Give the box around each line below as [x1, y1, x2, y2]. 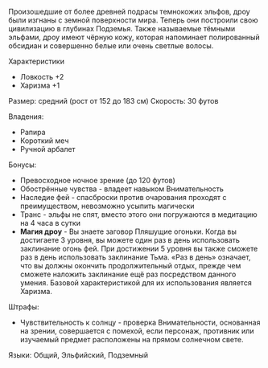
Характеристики [8, 56, 64, 66]
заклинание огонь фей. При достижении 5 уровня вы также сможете [19, 244, 258, 253]
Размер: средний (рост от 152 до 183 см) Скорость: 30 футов [8, 96, 219, 105]
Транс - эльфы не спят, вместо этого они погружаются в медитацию [19, 210, 258, 219]
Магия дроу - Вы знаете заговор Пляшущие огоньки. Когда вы [19, 227, 237, 236]
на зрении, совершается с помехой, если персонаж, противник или [19, 326, 254, 336]
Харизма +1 [19, 80, 60, 90]
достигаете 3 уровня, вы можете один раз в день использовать [19, 235, 240, 244]
